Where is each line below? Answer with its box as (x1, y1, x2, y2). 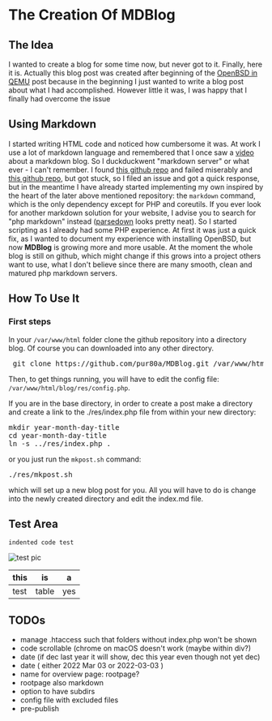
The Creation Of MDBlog (8, 6, 176, 24)
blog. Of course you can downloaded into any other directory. (8, 343, 215, 353)
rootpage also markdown (19, 678, 104, 688)
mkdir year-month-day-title (8, 423, 120, 431)
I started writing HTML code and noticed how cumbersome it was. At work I (8, 139, 261, 148)
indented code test (8, 539, 74, 547)
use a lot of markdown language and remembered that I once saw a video (8, 148, 255, 157)
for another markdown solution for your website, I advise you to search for (8, 208, 257, 217)
